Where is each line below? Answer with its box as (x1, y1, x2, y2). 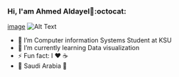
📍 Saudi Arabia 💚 (17, 61, 67, 70)
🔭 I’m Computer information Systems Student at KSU (17, 36, 172, 45)
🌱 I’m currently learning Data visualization (17, 44, 140, 52)
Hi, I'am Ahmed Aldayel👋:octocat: (7, 6, 126, 16)
